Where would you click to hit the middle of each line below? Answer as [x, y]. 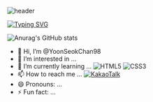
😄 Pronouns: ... [40, 84]
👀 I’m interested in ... [47, 59]
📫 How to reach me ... [50, 74]
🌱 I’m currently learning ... [54, 66]
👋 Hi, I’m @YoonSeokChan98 [59, 51]
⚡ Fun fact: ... [36, 92]
